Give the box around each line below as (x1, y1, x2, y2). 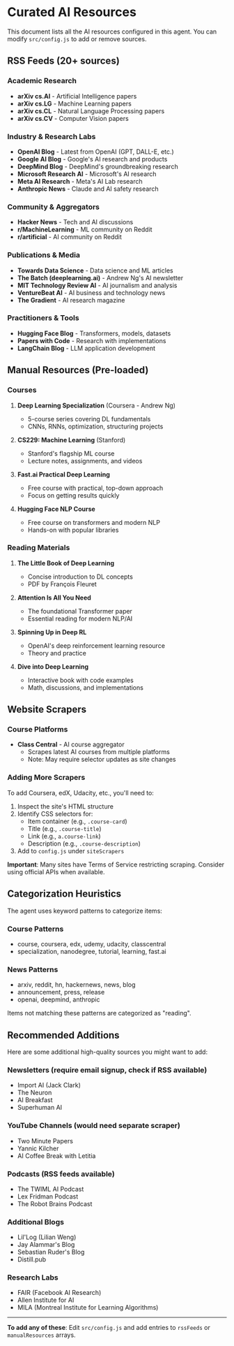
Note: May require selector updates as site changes (27, 755, 176, 764)
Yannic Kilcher (17, 1144, 59, 1152)
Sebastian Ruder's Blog (17, 1248, 85, 1257)
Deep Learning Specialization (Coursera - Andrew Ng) (17, 401, 176, 410)
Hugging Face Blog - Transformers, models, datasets (17, 329, 171, 338)
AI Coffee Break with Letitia (17, 1151, 96, 1160)
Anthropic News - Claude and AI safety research (17, 184, 159, 193)
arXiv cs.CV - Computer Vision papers (17, 114, 129, 122)
